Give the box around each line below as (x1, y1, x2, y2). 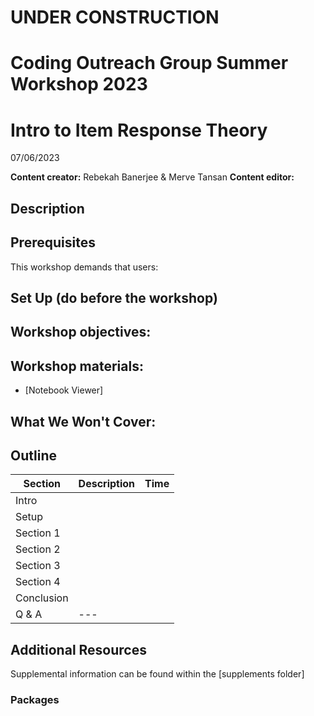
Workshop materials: (10, 357, 144, 375)
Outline (10, 447, 57, 464)
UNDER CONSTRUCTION (10, 6, 220, 29)
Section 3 (15, 559, 61, 573)
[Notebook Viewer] (24, 384, 104, 396)
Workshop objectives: (10, 324, 152, 341)
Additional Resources (10, 641, 147, 658)
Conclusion (15, 591, 69, 605)
